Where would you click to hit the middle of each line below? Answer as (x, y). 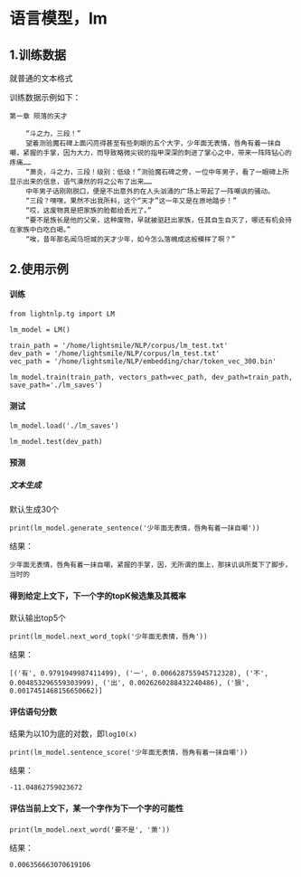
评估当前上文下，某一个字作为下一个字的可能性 (96, 808)
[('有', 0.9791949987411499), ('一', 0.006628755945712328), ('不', (139, 673)
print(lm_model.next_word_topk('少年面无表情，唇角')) (108, 637)
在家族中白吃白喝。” (40, 230)
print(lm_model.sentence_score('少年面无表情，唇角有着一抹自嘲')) (129, 752)
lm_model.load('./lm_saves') (64, 426)
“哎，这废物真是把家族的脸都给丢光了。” (89, 211)
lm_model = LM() (40, 330)
